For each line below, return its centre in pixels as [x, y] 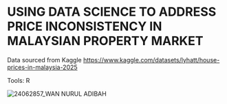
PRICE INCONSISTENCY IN [85, 26]
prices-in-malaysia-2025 [42, 67]
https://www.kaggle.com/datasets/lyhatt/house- [151, 60]
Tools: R [19, 80]
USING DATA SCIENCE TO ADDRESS [112, 12]
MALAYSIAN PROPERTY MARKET [105, 41]
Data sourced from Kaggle [44, 60]
